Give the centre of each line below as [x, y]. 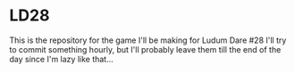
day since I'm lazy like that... [61, 59]
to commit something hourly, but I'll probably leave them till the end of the [145, 49]
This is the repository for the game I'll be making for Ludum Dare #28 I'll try [148, 40]
